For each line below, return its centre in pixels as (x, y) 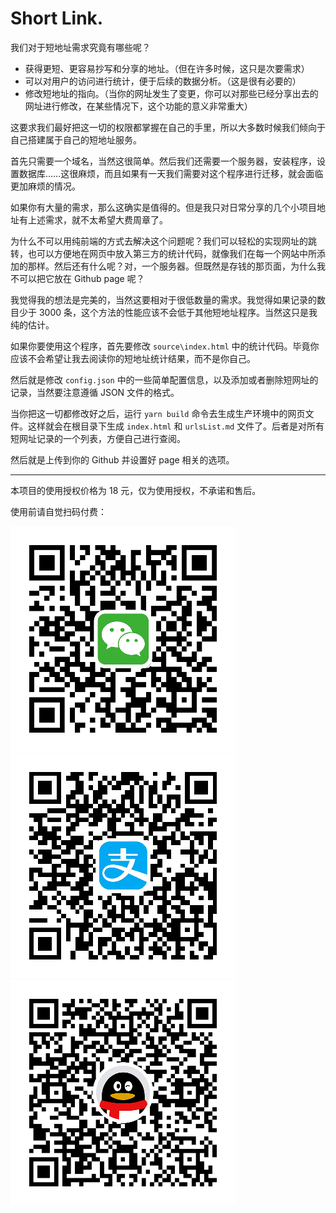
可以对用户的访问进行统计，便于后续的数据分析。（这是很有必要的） (163, 81)
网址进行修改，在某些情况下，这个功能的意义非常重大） (138, 106)
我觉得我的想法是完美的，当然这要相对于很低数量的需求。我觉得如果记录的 (163, 299)
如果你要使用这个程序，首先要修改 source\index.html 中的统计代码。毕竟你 (165, 346)
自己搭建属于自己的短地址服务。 (76, 139)
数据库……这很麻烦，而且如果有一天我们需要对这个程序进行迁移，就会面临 (171, 173)
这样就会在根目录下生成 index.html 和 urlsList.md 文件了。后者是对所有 (176, 426)
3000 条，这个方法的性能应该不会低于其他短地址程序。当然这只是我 (178, 312)
